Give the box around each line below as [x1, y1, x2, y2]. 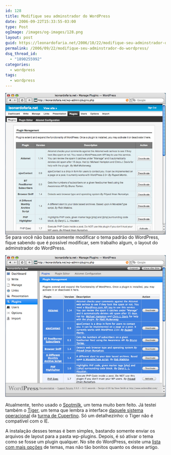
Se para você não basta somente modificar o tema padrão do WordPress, [5, 234, 159, 240]
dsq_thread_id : [5, 51, 38, 56]
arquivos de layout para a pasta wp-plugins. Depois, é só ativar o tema [5, 433, 154, 439]
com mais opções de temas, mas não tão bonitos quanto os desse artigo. [5, 444, 159, 450]
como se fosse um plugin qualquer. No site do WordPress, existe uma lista [5, 438, 161, 445]
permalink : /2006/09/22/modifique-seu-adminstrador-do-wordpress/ [5, 46, 149, 51]
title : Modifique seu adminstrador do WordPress [5, 13, 110, 19]
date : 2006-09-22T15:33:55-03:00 [5, 19, 76, 24]
